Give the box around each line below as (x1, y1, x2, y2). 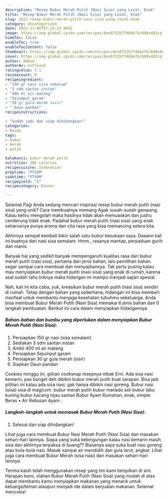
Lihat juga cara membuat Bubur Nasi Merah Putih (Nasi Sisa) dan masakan (5, 431, 158, 437)
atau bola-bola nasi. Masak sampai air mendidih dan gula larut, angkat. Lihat (5, 447, 162, 453)
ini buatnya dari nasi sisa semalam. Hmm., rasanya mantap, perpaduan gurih (5, 238, 163, 244)
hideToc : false (5, 36, 37, 41)
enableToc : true (5, 40, 39, 45)
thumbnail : (5, 49, 28, 54)
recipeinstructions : (5, 110, 48, 115)
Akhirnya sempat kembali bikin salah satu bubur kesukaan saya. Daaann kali (5, 233, 162, 239)
